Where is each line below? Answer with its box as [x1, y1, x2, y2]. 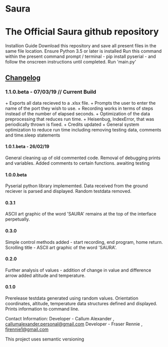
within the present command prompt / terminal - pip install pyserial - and [5, 53, 156, 59]
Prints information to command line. [5, 306, 80, 312]
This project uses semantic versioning [5, 336, 84, 342]
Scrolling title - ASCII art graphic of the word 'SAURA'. [5, 244, 117, 250]
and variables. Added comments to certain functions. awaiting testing [5, 160, 150, 166]
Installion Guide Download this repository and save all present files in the [5, 43, 156, 49]
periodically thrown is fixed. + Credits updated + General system [5, 121, 140, 127]
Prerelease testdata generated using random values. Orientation [5, 295, 139, 301]
